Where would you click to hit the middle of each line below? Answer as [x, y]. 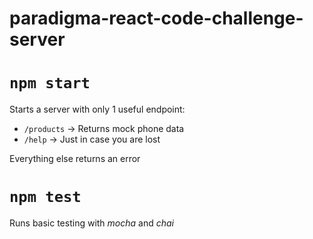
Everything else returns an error [75, 159]
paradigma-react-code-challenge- [156, 18]
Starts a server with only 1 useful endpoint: [97, 109]
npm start [50, 83]
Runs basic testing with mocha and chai [91, 223]
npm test [45, 197]
